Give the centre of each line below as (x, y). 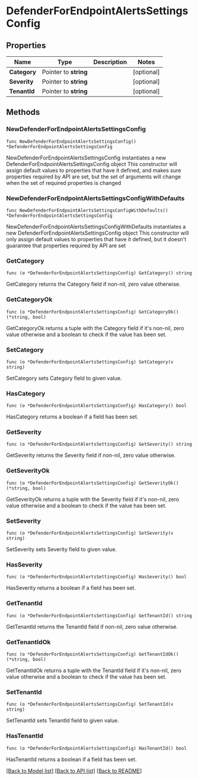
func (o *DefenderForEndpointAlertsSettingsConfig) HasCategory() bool (96, 406)
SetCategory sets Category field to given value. (64, 378)
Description (110, 62)
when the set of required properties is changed (64, 183)
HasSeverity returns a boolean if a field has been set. (71, 588)
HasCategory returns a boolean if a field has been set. (72, 417)
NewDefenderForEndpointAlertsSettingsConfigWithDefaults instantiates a (96, 226)
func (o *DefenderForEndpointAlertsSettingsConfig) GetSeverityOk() (92, 483)
